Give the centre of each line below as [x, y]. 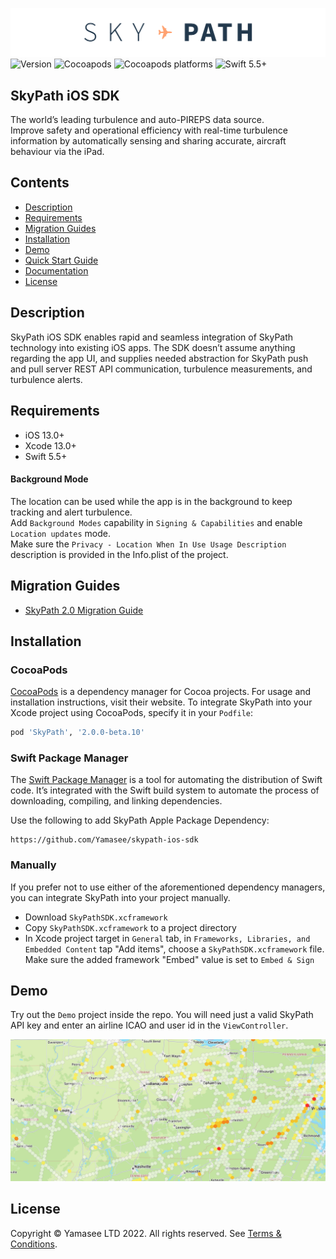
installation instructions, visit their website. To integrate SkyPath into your [161, 702]
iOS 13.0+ [44, 435]
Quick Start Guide [61, 260]
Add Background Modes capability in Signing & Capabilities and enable [156, 522]
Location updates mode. [60, 533]
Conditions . [34, 1244]
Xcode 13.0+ [50, 445]
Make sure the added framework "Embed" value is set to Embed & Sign [169, 959]
